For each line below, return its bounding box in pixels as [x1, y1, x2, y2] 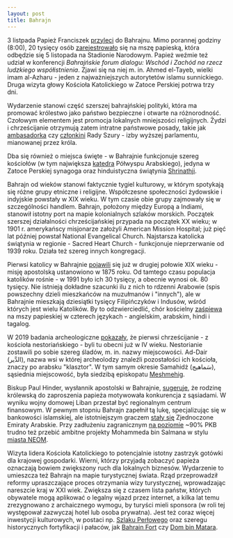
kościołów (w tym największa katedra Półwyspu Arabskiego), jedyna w [7, 159, 210, 167]
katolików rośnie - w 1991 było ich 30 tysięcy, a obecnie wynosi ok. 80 [7, 275, 209, 283]
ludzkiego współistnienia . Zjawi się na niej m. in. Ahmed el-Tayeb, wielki [7, 66, 214, 74]
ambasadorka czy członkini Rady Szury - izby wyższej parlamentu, [7, 130, 200, 139]
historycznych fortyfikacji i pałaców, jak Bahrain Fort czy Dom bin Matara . [7, 523, 218, 531]
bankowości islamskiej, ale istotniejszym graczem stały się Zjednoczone [7, 413, 214, 422]
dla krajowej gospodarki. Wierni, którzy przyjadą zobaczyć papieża [7, 456, 200, 464]
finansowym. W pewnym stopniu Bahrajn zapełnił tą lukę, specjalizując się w [7, 406, 226, 414]
